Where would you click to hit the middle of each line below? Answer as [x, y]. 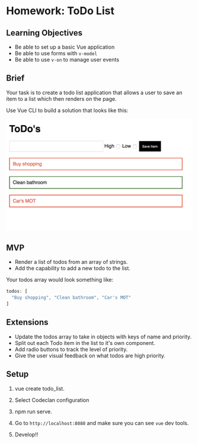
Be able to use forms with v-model [56, 53]
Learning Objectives [44, 33]
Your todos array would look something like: [60, 280]
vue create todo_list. [40, 388]
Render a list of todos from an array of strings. [71, 262]
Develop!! [26, 435]
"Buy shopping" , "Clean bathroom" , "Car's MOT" [71, 298]
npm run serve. [33, 411]
